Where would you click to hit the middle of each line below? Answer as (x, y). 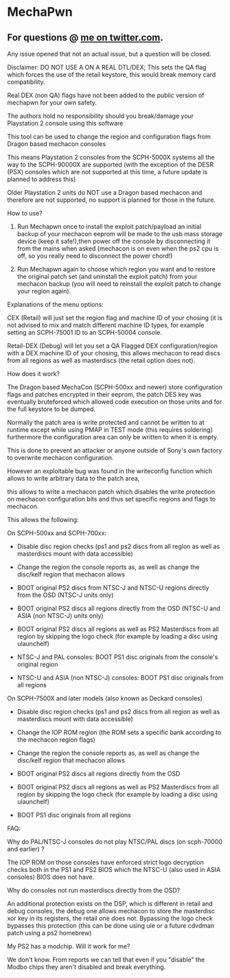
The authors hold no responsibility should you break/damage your (101, 116)
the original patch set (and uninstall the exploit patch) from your (107, 277)
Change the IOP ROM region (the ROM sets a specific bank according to (119, 732)
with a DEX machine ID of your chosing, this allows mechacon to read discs (114, 353)
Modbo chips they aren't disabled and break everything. (87, 967)
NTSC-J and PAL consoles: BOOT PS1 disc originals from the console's (117, 657)
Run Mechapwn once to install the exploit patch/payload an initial (109, 227)
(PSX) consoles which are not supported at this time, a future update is (107, 172)
